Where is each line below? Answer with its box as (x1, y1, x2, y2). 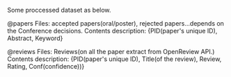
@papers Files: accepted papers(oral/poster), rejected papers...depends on (7, 19, 225, 27)
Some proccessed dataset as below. (7, 6, 111, 14)
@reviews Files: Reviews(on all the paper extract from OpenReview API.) (7, 48, 215, 55)
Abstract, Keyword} (7, 34, 63, 42)
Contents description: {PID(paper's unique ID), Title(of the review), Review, (7, 55, 222, 63)
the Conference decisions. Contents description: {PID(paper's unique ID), (7, 27, 218, 35)
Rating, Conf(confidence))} (7, 62, 85, 70)
